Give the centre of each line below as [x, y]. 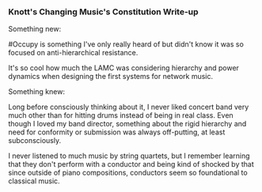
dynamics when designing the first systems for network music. [111, 77]
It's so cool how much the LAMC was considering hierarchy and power [124, 68]
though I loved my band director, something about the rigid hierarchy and [127, 124]
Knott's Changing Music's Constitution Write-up [104, 12]
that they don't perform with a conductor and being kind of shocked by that [131, 164]
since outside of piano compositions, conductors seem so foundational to [128, 173]
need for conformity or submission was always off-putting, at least [117, 132]
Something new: [35, 29]
